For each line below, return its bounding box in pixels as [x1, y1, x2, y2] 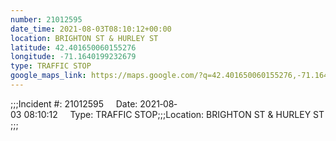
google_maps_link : [10, 71, 87, 81]
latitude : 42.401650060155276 [10, 42, 137, 53]
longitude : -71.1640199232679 [10, 52, 137, 62]
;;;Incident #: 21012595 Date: [10, 97, 138, 110]
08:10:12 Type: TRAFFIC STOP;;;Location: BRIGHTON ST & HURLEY [23, 108, 312, 120]
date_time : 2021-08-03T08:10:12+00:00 [10, 24, 172, 34]
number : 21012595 [10, 14, 83, 25]
